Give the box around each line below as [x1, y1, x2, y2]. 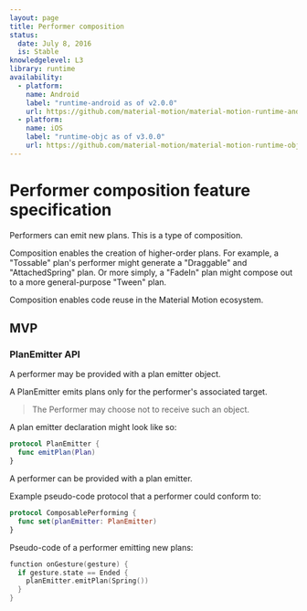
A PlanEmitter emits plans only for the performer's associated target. [9, 386, 268, 397]
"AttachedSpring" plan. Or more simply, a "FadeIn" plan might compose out [9, 267, 293, 278]
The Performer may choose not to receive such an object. [31, 404, 249, 416]
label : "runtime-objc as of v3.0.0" [26, 132, 166, 142]
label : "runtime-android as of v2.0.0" [26, 98, 178, 108]
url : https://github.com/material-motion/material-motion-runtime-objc [26, 141, 304, 150]
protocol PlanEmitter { [9, 439, 101, 448]
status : [9, 30, 39, 39]
